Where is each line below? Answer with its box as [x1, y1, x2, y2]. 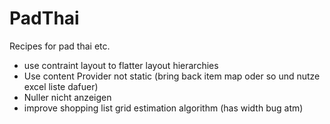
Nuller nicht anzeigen [23, 91, 112, 103]
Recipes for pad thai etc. [9, 40, 111, 52]
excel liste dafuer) [23, 80, 99, 92]
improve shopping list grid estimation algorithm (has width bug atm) [23, 102, 304, 114]
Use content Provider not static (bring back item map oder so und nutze [23, 70, 321, 82]
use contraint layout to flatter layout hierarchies [23, 59, 219, 71]
